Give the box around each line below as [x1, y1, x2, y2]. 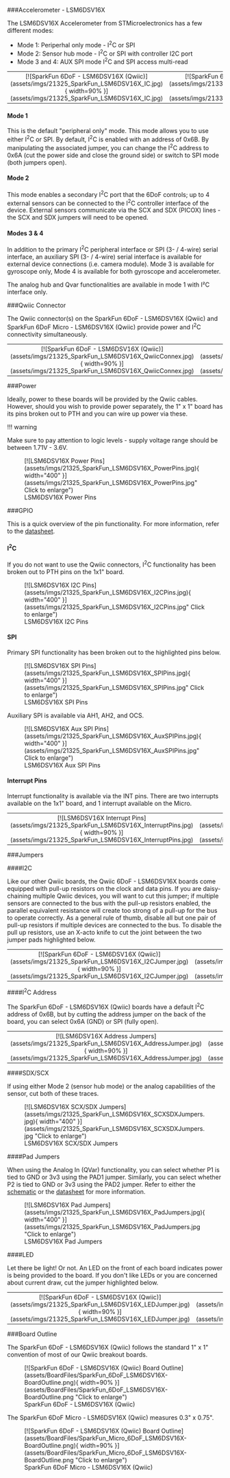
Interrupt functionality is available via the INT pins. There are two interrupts [7, 791, 219, 800]
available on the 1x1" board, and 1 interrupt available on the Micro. [7, 799, 192, 807]
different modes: [7, 27, 54, 34]
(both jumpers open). [7, 158, 67, 167]
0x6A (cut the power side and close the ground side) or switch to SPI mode [7, 151, 219, 159]
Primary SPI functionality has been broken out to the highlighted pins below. [7, 648, 221, 656]
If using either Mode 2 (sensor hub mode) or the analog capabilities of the [7, 1082, 216, 1090]
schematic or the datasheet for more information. [7, 1188, 146, 1195]
